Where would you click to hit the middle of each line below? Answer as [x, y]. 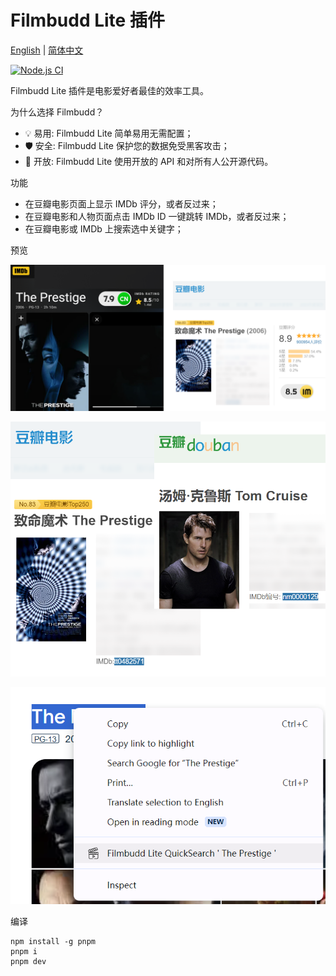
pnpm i [24, 951]
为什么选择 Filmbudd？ [57, 112]
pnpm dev [28, 961]
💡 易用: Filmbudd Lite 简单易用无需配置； [109, 133]
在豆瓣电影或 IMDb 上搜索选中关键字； [104, 228]
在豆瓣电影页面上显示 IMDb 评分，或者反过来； [121, 203]
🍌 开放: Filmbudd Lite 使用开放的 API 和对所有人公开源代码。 [149, 161]
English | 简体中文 [47, 50]
